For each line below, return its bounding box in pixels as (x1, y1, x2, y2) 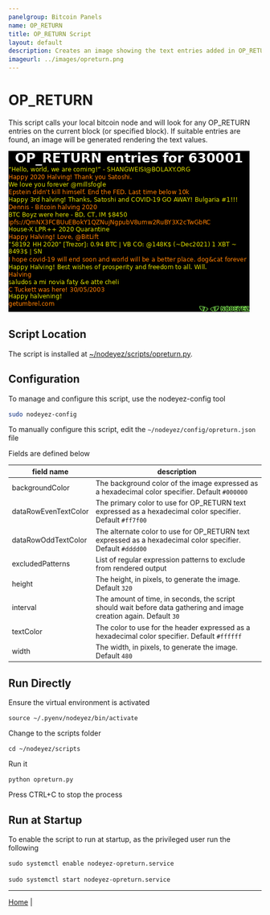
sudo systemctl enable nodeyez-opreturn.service (8, 859, 174, 868)
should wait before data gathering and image (95, 603, 244, 612)
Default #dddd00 (95, 543, 147, 553)
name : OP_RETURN (8, 21, 63, 30)
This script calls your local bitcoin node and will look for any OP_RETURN (8, 117, 251, 127)
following (8, 843, 39, 853)
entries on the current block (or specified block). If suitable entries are (8, 126, 241, 136)
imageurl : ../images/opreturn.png (8, 56, 125, 64)
